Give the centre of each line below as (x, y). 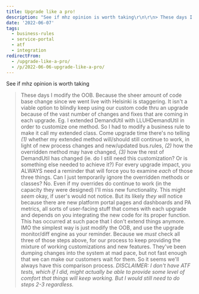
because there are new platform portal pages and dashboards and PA (106, 203)
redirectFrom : (24, 56)
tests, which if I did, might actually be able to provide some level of (103, 272)
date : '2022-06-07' (30, 23)
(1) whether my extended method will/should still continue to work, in (105, 140)
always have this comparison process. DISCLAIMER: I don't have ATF (105, 265)
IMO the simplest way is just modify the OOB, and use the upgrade (102, 228)
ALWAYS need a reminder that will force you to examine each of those (107, 171)
